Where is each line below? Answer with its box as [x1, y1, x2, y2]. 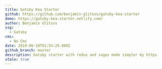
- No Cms [9, 39, 27, 44]
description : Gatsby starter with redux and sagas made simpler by [5, 52, 145, 57]
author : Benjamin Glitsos [5, 20, 57, 26]
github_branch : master [5, 48, 51, 52]
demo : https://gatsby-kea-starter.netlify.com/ [5, 16, 103, 21]
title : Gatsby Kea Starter [5, 7, 60, 12]
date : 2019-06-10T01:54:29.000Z [5, 43, 70, 48]
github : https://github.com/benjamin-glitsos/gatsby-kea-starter [5, 12, 140, 17]
